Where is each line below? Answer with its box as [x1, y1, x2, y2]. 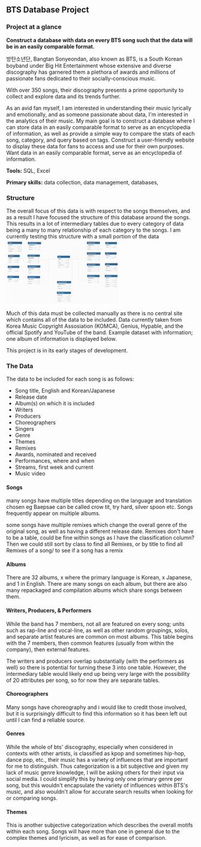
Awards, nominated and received [14, 451, 97, 458]
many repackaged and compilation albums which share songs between [6, 586, 182, 594]
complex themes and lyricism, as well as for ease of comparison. [6, 834, 167, 842]
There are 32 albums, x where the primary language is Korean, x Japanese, [6, 574, 193, 581]
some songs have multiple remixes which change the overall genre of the [6, 522, 187, 529]
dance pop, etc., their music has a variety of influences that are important [6, 756, 188, 764]
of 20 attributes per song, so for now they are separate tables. [6, 677, 160, 684]
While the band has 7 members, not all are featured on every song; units [6, 620, 185, 627]
